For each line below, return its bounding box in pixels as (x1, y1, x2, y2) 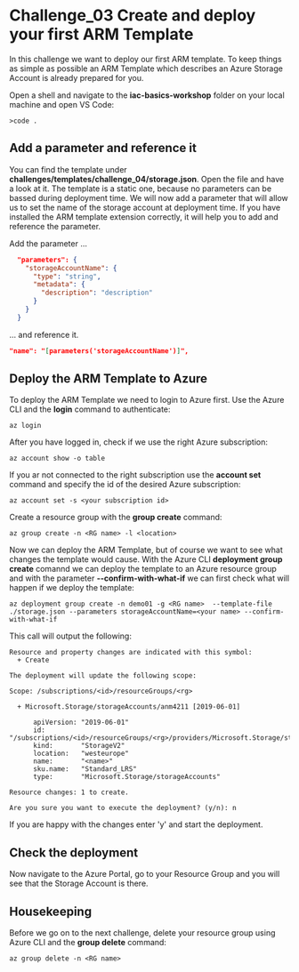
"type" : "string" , (32, 272, 101, 281)
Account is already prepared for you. (9, 72, 144, 83)
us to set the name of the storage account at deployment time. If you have (9, 202, 281, 213)
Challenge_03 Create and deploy (9, 5, 256, 26)
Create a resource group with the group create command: (9, 512, 222, 523)
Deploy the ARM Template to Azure (9, 371, 207, 387)
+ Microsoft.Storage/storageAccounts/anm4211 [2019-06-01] (17, 703, 241, 711)
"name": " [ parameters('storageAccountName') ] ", (9, 346, 190, 356)
